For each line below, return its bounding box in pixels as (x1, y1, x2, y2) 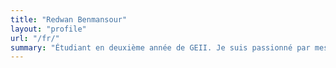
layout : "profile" (10, 24, 87, 34)
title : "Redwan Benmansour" (10, 14, 128, 25)
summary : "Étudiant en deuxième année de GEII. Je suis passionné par (10, 42, 311, 53)
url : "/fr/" (10, 33, 60, 43)
